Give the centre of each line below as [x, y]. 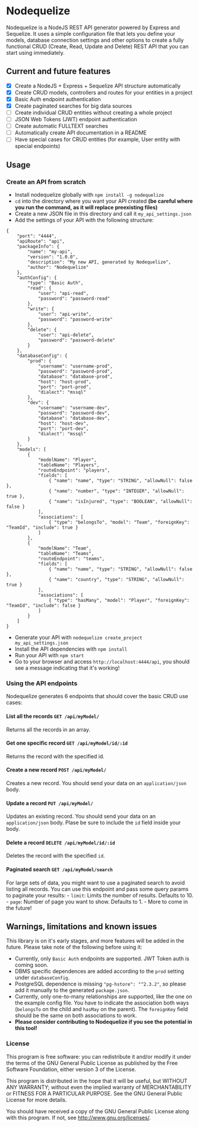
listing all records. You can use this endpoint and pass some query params [97, 889]
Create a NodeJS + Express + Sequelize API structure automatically [98, 86]
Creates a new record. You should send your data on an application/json [97, 783]
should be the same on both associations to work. [76, 1016]
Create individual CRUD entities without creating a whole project [93, 112]
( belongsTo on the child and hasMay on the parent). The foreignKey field [101, 1009]
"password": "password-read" [74, 299]
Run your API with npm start [49, 655]
